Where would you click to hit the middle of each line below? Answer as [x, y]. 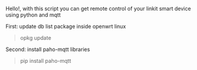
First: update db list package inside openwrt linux [66, 26]
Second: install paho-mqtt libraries [48, 49]
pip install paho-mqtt [46, 61]
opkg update [36, 38]
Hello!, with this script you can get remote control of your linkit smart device [98, 9]
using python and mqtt [33, 15]
